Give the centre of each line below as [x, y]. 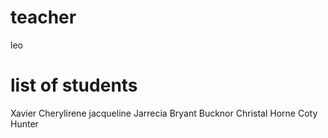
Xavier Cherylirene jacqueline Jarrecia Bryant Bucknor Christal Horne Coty [164, 113]
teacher [43, 17]
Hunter [24, 123]
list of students [74, 85]
